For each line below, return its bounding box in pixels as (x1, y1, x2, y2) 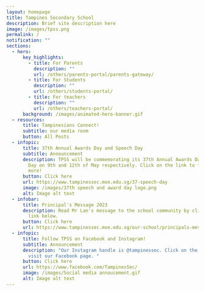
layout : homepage (6, 9, 51, 15)
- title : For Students (28, 77, 86, 83)
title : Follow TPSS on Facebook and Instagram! (22, 235, 146, 242)
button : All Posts (22, 134, 70, 140)
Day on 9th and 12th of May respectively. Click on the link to (28, 162, 195, 168)
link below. (28, 213, 59, 220)
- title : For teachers (28, 94, 86, 100)
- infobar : (12, 196, 40, 202)
